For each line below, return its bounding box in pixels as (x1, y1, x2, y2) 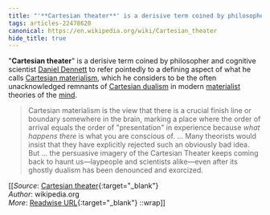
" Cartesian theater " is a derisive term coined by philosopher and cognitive (8, 56, 256, 66)
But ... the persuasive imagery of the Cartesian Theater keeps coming (27, 148, 259, 158)
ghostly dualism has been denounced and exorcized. (27, 165, 203, 175)
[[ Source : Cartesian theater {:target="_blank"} (8, 181, 159, 191)
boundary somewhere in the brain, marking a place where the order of (27, 114, 261, 124)
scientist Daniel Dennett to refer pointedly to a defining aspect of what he (8, 65, 252, 75)
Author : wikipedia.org (8, 189, 80, 199)
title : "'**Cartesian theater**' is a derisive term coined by (8, 11, 225, 20)
